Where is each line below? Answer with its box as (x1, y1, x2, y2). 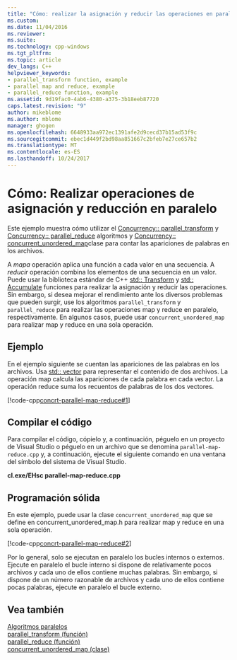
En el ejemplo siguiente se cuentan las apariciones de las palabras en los (7, 359, 220, 368)
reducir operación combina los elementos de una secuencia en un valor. (7, 267, 217, 276)
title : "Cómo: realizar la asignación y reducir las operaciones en (7, 10, 213, 18)
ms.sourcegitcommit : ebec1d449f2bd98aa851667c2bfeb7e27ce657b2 (7, 135, 197, 142)
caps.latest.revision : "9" (7, 103, 87, 110)
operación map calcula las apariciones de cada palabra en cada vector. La (7, 374, 224, 383)
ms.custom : (7, 17, 39, 24)
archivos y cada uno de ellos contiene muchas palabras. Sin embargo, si (7, 568, 218, 577)
